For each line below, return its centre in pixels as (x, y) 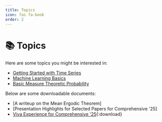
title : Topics (20, 10)
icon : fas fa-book (25, 15)
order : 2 (15, 19)
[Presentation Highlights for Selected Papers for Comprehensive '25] (85, 109)
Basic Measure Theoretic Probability (51, 84)
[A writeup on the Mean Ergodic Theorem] (57, 103)
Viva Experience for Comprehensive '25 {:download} (67, 114)
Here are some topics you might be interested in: (57, 63)
